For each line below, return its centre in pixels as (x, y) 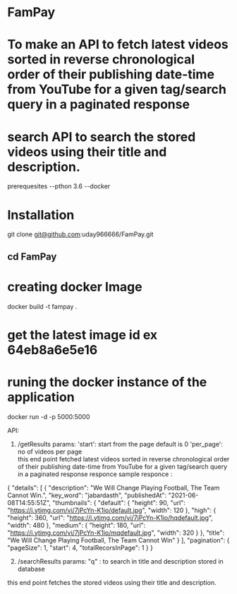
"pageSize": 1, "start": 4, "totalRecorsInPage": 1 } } (80, 547)
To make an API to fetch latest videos (118, 45)
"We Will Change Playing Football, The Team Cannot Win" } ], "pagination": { (119, 540)
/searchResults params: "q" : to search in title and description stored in (120, 561)
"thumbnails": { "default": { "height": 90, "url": (119, 502)
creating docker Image (75, 287)
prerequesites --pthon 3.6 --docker (59, 186)
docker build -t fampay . (42, 306)
